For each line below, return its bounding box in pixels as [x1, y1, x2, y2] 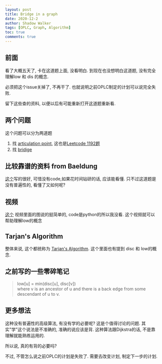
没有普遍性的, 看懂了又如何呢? [5, 182, 66, 188]
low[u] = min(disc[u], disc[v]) [17, 281, 76, 286]
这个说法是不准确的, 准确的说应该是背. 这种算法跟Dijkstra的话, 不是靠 [18, 326, 156, 332]
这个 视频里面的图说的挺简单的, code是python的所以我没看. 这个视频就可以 [5, 212, 155, 218]
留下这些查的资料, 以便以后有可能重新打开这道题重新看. [5, 101, 116, 106]
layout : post [5, 7, 32, 12]
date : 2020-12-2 [5, 16, 38, 21]
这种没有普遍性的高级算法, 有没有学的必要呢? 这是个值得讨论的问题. [5, 320, 141, 326]
